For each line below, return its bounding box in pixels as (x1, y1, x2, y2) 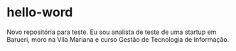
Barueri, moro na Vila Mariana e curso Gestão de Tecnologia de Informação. (6, 35, 230, 43)
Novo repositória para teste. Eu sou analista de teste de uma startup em (6, 28, 217, 36)
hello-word (6, 4, 73, 21)
